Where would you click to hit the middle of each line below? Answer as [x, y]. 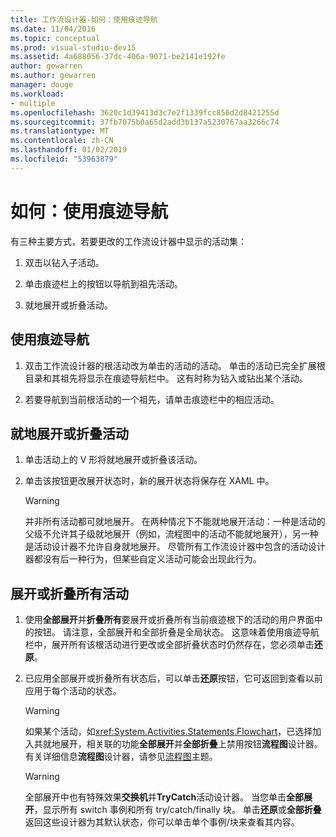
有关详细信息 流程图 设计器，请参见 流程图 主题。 [121, 757]
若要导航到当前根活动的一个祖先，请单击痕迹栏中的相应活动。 [152, 399]
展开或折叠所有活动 [69, 593]
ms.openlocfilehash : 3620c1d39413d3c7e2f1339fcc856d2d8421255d [145, 112]
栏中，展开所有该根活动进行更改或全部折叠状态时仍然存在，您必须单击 [169, 645]
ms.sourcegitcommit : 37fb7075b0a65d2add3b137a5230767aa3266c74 [145, 122]
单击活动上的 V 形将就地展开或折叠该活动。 [113, 460]
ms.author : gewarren [53, 76]
